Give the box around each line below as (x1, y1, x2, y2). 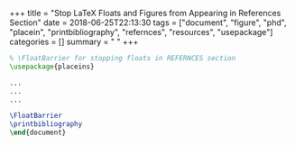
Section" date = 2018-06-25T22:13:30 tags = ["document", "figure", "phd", (9, 17, 287, 28)
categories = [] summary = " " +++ (9, 36, 139, 47)
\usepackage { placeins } (9, 62, 95, 71)
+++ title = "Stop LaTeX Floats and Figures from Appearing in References (9, 8, 281, 18)
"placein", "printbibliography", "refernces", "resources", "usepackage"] (9, 27, 273, 37)
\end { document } (9, 128, 67, 138)
